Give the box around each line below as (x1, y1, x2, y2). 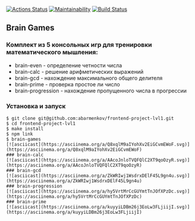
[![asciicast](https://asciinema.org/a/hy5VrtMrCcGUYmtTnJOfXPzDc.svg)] (6, 188, 190, 194)
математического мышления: (6, 48, 98, 57)
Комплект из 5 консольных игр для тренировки (6, 41, 153, 49)
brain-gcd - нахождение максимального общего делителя (14, 74, 163, 82)
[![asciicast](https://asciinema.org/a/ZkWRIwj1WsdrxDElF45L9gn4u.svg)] (6, 173, 190, 179)
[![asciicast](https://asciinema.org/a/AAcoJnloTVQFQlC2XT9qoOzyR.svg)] (6, 157, 190, 163)
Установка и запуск (6, 102, 66, 110)
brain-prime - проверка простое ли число (14, 80, 120, 88)
